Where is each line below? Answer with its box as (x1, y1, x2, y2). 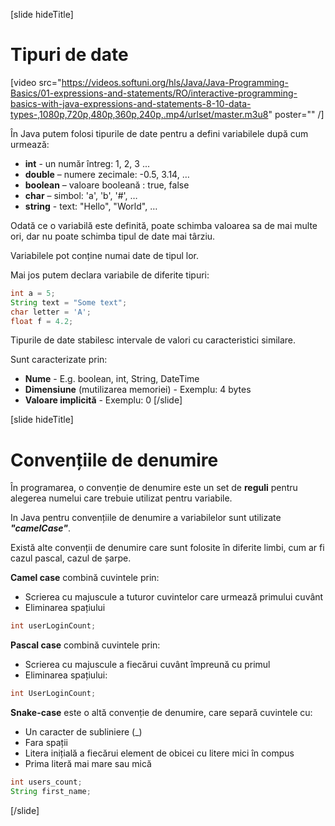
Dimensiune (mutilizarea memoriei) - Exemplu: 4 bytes (24, 384, 252, 396)
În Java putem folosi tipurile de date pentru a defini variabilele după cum (10, 127, 309, 139)
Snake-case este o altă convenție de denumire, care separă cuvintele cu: (10, 707, 313, 719)
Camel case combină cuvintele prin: (10, 572, 160, 584)
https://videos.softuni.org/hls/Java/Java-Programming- (61, 76, 289, 88)
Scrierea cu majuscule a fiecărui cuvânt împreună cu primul (24, 659, 271, 671)
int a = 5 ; (10, 288, 56, 298)
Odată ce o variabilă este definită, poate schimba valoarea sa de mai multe (10, 219, 318, 231)
